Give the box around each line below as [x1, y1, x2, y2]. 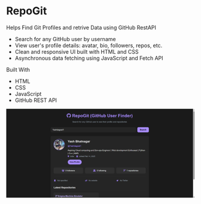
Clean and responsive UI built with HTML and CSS [14, 48, 139, 55]
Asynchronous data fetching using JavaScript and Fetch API [14, 54, 163, 61]
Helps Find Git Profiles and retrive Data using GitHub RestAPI [6, 24, 157, 31]
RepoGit [6, 4, 47, 18]
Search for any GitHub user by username [14, 35, 116, 42]
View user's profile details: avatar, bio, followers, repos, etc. [14, 42, 163, 49]
